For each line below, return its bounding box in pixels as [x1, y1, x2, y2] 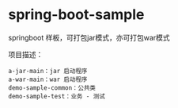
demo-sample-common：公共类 [8, 83, 97, 92]
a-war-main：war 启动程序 [8, 75, 88, 83]
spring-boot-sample [8, 6, 145, 24]
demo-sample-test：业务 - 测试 [8, 92, 105, 100]
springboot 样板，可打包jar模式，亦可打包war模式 [8, 33, 170, 42]
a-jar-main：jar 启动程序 [8, 67, 88, 75]
